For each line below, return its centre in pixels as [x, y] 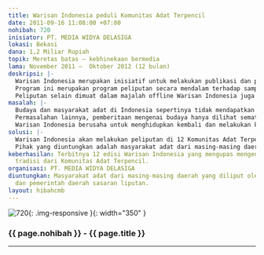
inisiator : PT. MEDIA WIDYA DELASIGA [70, 37]
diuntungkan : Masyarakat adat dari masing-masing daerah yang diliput [126, 176]
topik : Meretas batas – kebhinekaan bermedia [84, 60]
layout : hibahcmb [37, 190]
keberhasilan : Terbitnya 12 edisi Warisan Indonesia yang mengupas [121, 154]
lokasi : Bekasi [33, 45]
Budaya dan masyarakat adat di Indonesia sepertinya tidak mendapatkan [135, 111]
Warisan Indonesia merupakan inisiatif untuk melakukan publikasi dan [133, 81]
